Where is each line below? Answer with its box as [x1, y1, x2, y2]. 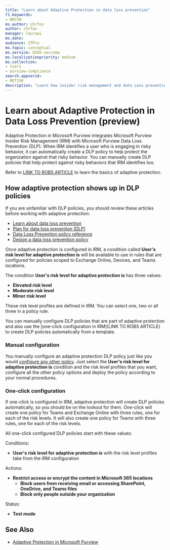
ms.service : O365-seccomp [5, 50, 60, 55]
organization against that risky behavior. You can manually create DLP [5, 154, 151, 160]
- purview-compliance [5, 69, 51, 74]
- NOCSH [5, 17, 22, 22]
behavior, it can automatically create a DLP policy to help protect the [5, 148, 148, 155]
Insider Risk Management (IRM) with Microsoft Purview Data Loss [5, 137, 142, 144]
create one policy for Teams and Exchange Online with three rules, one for [5, 409, 160, 416]
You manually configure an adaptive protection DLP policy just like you [5, 353, 152, 359]
